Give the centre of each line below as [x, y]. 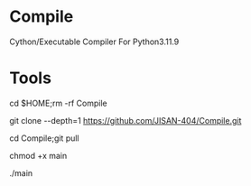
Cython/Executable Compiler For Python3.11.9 [94, 42]
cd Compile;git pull [44, 138]
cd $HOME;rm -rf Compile [59, 103]
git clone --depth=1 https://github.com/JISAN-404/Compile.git [125, 120]
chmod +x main [38, 155]
